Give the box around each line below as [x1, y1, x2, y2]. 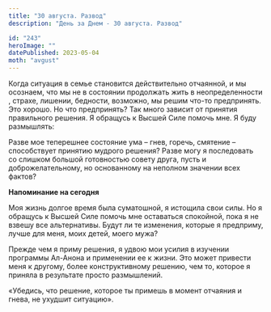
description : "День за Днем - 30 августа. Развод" [8, 19, 183, 27]
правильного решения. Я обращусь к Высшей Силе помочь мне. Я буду [8, 113, 257, 122]
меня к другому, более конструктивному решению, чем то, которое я [8, 262, 251, 271]
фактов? [8, 171, 36, 181]
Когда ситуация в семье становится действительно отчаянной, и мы [8, 78, 247, 88]
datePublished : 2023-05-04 [8, 49, 100, 57]
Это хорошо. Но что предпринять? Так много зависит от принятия [8, 104, 238, 114]
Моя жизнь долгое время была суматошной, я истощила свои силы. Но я [8, 203, 263, 213]
